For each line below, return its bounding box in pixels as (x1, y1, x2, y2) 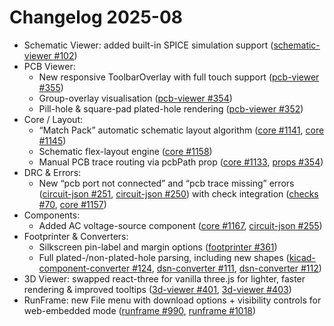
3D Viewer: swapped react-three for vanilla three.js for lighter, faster (23, 272, 306, 285)
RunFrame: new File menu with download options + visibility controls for (23, 294, 322, 306)
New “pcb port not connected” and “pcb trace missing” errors (38, 177, 295, 189)
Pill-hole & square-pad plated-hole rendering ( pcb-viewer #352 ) (38, 102, 304, 115)
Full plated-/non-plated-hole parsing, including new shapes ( (38, 251, 290, 263)
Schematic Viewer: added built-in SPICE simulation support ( (23, 39, 274, 51)
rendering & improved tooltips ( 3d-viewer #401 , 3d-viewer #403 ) (23, 283, 292, 295)
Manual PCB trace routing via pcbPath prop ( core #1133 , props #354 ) (38, 156, 324, 168)
